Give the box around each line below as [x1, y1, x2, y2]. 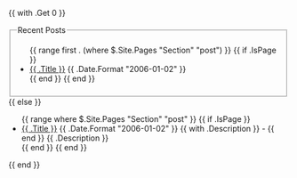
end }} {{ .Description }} [20, 133, 109, 143]
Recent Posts [17, 25, 66, 35]
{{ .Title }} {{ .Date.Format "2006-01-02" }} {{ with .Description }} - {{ [20, 123, 275, 133]
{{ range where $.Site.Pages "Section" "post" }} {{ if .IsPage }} [20, 113, 251, 124]
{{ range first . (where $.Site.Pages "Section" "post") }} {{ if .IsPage [29, 44, 277, 55]
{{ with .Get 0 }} [8, 8, 66, 18]
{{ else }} [8, 96, 42, 107]
